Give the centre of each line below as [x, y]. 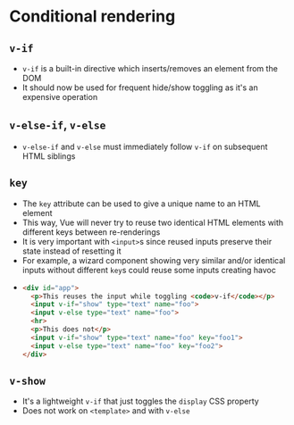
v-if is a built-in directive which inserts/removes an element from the [150, 68]
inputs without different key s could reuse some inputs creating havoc [149, 270]
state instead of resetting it [71, 251]
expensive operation [60, 97]
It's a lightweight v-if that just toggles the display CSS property [140, 401]
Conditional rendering [92, 17]
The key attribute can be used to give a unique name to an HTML [141, 204]
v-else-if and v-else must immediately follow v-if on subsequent [145, 146]
